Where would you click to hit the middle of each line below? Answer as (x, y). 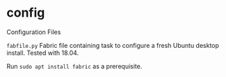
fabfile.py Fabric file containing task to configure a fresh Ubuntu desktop (113, 45)
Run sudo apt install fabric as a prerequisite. (74, 66)
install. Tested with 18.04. (43, 53)
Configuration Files (34, 32)
